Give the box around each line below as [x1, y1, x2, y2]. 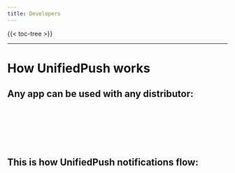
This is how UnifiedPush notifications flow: [7, 156, 199, 168]
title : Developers [7, 10, 61, 17]
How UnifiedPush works [7, 60, 150, 76]
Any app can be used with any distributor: [7, 88, 194, 100]
